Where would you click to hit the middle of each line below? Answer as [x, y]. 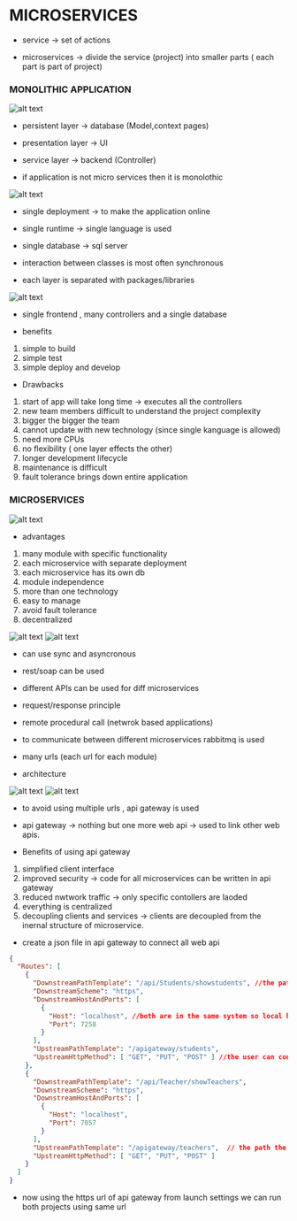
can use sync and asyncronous [79, 653]
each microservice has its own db [84, 572]
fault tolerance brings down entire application [105, 477]
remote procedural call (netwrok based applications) [118, 722]
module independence [63, 581]
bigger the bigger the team [71, 420]
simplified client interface [68, 869]
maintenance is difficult [65, 468]
